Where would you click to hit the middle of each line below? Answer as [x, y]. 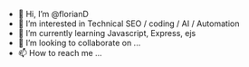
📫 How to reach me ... [60, 53]
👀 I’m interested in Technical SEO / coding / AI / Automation [129, 24]
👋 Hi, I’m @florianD [53, 14]
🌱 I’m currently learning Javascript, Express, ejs [107, 33]
